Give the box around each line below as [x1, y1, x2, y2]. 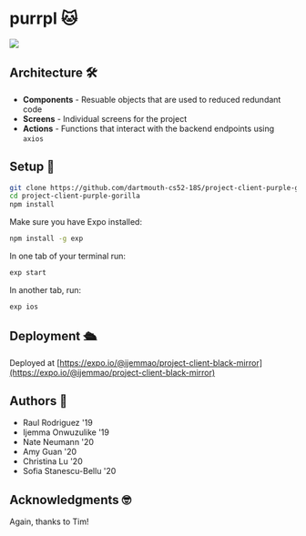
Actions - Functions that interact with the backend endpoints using [22, 123, 275, 134]
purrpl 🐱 [9, 8, 78, 29]
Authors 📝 [9, 393, 68, 409]
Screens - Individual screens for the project [22, 113, 188, 124]
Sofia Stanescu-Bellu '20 [22, 466, 117, 477]
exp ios [9, 302, 39, 311]
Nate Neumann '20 [22, 437, 94, 448]
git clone [9, 183, 47, 192]
